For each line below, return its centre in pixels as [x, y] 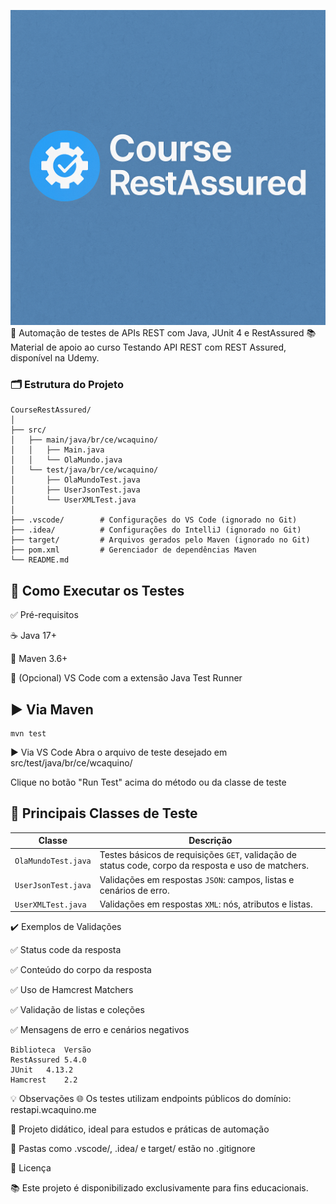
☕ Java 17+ [34, 636]
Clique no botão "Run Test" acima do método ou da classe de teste [148, 782]
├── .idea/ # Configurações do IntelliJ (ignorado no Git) [156, 530]
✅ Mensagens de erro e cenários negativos [100, 1030]
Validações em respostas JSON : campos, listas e [197, 879]
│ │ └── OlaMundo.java [66, 460]
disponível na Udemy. [55, 358]
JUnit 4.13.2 [42, 1070]
